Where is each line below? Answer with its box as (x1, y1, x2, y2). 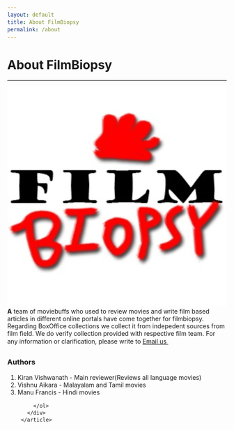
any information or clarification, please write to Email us (7, 337, 167, 346)
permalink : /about (7, 26, 61, 33)
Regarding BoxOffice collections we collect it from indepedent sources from (7, 322, 225, 330)
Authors (7, 358, 36, 367)
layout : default (7, 11, 54, 18)
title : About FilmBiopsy (7, 18, 79, 26)
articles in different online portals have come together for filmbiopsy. (7, 314, 204, 323)
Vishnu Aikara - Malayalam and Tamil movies (17, 381, 146, 389)
